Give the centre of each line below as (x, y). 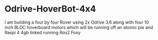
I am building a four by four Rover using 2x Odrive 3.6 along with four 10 (77, 22)
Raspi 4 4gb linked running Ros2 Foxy (43, 32)
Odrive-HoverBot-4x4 (50, 9)
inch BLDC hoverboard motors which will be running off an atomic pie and (79, 27)
